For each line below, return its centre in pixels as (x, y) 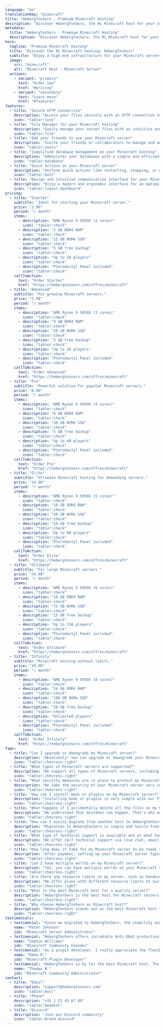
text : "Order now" (37, 83)
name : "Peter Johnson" (37, 927)
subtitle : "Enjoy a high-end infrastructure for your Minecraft (77, 56)
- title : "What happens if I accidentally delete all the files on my (83, 808)
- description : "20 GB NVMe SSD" (52, 331)
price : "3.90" (28, 207)
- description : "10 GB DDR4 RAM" (52, 505)
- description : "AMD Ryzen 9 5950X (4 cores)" (67, 404)
